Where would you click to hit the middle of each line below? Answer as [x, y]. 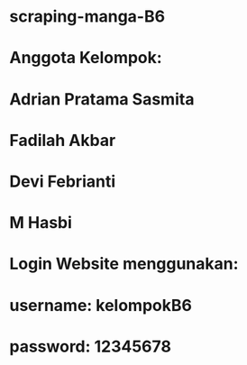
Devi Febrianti [63, 181]
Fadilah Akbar [63, 140]
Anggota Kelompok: [86, 58]
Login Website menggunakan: [124, 264]
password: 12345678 [90, 347]
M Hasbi [41, 223]
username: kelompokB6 [101, 305]
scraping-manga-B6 [87, 17]
